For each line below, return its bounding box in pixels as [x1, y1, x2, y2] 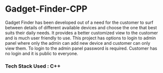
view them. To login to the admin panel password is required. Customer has [5, 45, 158, 51]
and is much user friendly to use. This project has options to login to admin [5, 35, 156, 41]
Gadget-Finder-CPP [5, 3, 88, 15]
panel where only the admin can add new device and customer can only [5, 40, 151, 46]
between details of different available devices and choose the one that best [5, 24, 157, 30]
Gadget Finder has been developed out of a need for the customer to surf [5, 19, 154, 25]
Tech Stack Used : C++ [5, 62, 61, 69]
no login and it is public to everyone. [5, 50, 78, 56]
